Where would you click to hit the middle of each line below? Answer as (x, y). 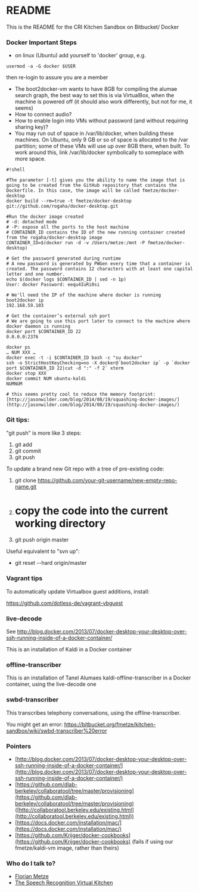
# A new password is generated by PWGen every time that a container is (98, 264)
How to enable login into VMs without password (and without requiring (102, 121)
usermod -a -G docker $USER (41, 66)
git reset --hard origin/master (51, 563)
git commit (28, 451)
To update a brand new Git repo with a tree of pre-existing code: (85, 469)
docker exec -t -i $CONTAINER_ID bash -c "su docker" (74, 358)
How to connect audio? (43, 115)
